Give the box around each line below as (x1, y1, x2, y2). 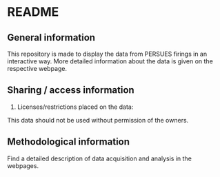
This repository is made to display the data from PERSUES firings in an (7, 50, 208, 58)
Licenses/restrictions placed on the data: (17, 103, 134, 111)
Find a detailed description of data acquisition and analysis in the (7, 154, 192, 163)
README (7, 4, 59, 20)
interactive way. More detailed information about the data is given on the (7, 57, 214, 65)
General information (7, 32, 95, 43)
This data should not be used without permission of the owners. (7, 116, 189, 124)
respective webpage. (7, 65, 68, 72)
